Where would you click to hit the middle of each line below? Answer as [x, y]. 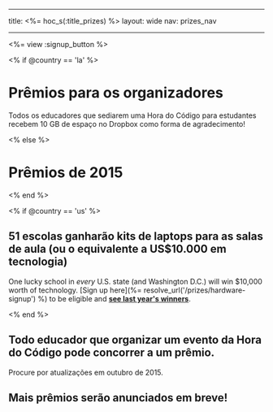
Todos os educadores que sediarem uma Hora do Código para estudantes [132, 115]
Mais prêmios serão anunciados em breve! [118, 398]
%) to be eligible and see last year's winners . [114, 298]
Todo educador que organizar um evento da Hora [135, 340]
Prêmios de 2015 [66, 173]
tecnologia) [38, 262]
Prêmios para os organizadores [116, 93]
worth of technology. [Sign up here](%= [75, 290]
